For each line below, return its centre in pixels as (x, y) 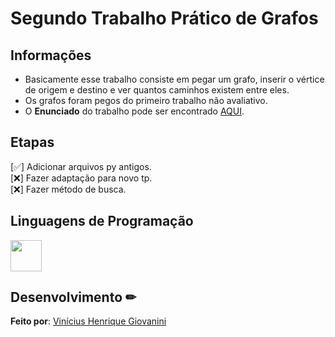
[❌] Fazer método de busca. (68, 189)
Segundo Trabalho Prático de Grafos (164, 18)
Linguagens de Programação (102, 221)
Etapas (32, 142)
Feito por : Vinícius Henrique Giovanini (88, 321)
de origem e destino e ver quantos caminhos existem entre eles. (157, 90)
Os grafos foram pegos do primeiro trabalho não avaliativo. (146, 100)
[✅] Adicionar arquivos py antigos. (81, 166)
